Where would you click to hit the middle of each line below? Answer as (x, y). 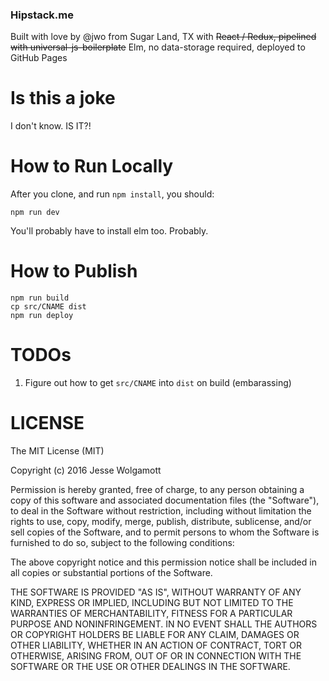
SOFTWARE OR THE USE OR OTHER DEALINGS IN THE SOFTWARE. (150, 666)
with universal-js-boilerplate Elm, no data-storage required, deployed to (158, 47)
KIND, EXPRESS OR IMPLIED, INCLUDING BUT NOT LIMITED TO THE (152, 602)
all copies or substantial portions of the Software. (111, 572)
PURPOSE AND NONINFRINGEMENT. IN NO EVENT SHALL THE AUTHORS (164, 624)
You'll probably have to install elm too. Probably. (109, 231)
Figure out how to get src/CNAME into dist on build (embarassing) (158, 383)
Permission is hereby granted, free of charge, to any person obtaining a (157, 489)
